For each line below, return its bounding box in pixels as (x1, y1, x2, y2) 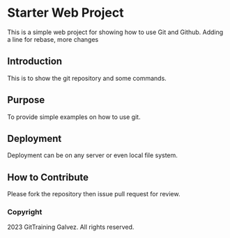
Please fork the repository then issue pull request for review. (7, 190, 181, 198)
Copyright (7, 207, 43, 217)
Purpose (7, 94, 45, 106)
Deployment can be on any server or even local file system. (7, 151, 178, 159)
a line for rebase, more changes (7, 35, 99, 43)
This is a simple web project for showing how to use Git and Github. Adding (7, 28, 224, 36)
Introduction (7, 56, 63, 68)
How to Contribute (7, 171, 89, 183)
